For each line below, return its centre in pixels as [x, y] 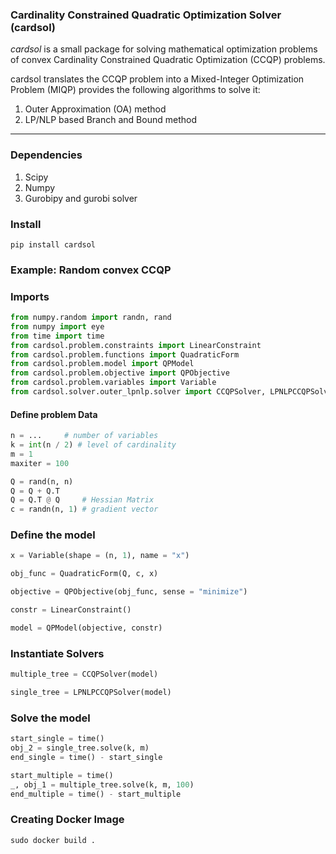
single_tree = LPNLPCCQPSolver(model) [91, 693]
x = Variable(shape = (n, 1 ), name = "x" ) [100, 556]
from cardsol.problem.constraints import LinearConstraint [136, 345]
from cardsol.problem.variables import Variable [113, 383]
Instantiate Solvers [57, 653]
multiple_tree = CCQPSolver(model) [84, 674]
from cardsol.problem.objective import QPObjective [120, 373]
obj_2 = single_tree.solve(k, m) [80, 748]
